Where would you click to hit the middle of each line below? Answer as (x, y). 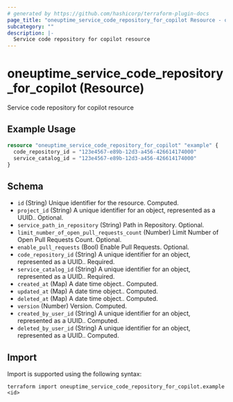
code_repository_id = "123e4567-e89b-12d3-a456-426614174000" (105, 152)
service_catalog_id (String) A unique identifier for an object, (104, 269)
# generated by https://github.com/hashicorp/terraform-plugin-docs (108, 14)
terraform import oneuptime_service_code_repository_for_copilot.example (116, 387)
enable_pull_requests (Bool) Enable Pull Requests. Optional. (103, 247)
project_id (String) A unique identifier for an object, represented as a (116, 210)
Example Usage (42, 129)
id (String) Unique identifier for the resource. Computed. (98, 203)
